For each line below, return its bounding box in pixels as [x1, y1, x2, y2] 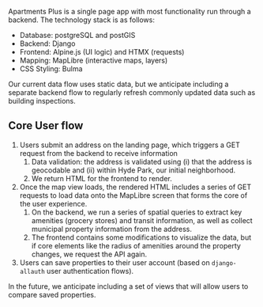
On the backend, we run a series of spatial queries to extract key [31, 207, 242, 217]
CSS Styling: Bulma [19, 64, 83, 74]
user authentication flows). [46, 266, 134, 275]
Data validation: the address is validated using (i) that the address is [31, 157, 253, 166]
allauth [19, 267, 45, 275]
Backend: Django [19, 39, 76, 48]
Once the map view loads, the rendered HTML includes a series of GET [19, 182, 251, 191]
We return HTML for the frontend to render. [31, 173, 172, 183]
